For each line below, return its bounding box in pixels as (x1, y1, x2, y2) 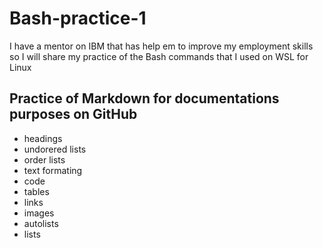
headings (23, 132, 63, 144)
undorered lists (23, 143, 87, 155)
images (23, 207, 55, 219)
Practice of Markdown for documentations (9, 90, 280, 107)
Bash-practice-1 (9, 7, 147, 30)
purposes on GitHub (9, 106, 138, 123)
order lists (23, 153, 66, 166)
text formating (23, 164, 83, 176)
